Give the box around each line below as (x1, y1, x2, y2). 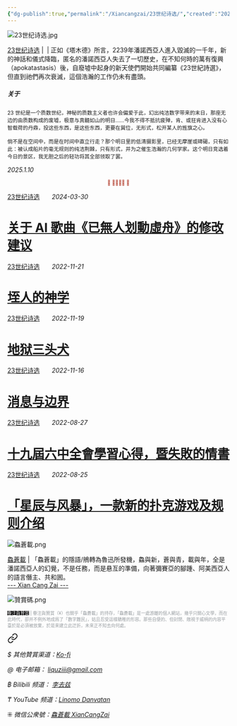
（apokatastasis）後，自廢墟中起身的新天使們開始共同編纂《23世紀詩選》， (7, 63, 226, 71)
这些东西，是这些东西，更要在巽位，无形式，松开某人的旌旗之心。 (48, 124, 208, 131)
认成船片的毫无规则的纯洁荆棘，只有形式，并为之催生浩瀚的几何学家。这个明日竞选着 (22, 146, 229, 153)
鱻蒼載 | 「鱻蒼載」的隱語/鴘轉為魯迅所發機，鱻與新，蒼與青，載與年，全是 (7, 556, 226, 564)
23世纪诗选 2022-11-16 (7, 366, 85, 375)
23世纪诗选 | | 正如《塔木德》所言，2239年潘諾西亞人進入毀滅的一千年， (7, 45, 221, 54)
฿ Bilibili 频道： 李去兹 (7, 680, 71, 689)
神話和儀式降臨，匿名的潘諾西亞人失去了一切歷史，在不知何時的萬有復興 (13, 54, 224, 63)
